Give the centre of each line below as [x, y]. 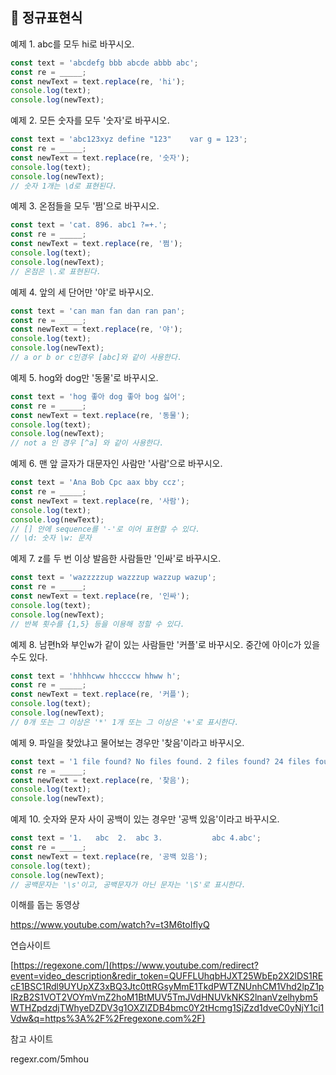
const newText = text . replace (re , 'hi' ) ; [98, 81]
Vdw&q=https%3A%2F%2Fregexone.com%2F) [108, 1019]
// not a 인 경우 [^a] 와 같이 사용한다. [87, 443]
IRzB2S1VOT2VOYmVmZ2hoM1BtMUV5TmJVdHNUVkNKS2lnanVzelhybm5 [164, 997]
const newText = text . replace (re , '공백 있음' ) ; [109, 856]
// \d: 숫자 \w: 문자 [51, 538]
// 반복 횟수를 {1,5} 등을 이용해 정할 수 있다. [97, 624]
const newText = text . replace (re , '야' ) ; [96, 329]
